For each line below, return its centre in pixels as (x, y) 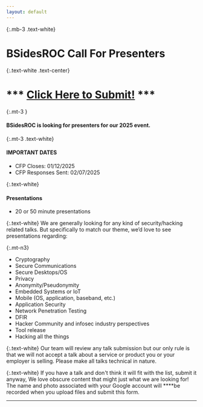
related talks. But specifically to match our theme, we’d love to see (89, 230)
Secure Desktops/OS (41, 272)
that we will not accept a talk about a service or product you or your (91, 355)
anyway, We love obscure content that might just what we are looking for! (98, 379)
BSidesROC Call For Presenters (86, 54)
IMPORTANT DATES (32, 152)
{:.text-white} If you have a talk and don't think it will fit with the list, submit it (101, 373)
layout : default (27, 12)
